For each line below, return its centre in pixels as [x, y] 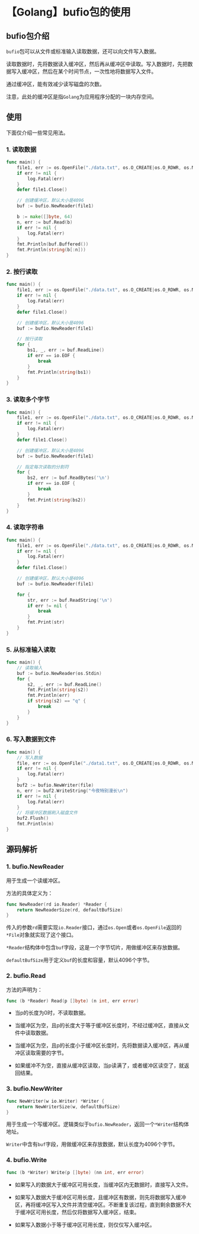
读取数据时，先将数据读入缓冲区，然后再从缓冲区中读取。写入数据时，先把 [97, 64]
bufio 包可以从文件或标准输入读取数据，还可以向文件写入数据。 [83, 51]
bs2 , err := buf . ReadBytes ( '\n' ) [69, 478]
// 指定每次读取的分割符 [43, 467]
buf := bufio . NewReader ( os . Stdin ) [59, 673]
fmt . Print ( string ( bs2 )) [57, 500]
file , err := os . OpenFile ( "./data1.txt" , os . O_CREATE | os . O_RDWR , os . [105, 763]
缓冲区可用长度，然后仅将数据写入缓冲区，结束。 [80, 1212]
